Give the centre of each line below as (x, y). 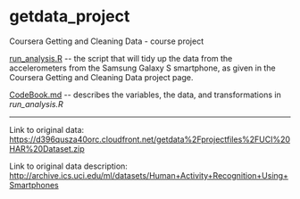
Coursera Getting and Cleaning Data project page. (101, 77)
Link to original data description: (68, 166)
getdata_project (70, 17)
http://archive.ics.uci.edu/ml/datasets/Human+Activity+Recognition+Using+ (149, 175)
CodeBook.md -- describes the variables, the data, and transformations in (145, 95)
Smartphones (34, 185)
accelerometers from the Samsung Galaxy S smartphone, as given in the (142, 68)
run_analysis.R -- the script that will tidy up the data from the (121, 58)
